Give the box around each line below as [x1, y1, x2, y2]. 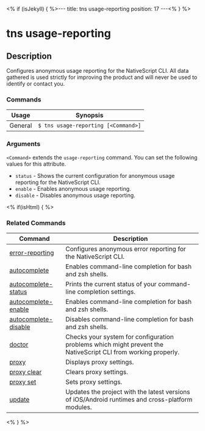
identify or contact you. [6, 80, 65, 87]
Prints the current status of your [65, 279, 157, 288]
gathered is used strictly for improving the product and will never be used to [6, 73, 198, 81]
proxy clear [9, 367, 42, 376]
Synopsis [75, 111, 104, 120]
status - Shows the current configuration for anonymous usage [15, 172, 175, 179]
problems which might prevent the [65, 340, 164, 348]
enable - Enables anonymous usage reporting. [15, 185, 131, 192]
